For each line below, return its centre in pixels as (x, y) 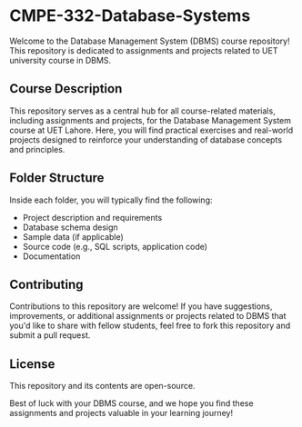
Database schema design (70, 227)
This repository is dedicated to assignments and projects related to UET (144, 50)
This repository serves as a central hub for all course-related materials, (142, 111)
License (32, 364)
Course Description (66, 89)
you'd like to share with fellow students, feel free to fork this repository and (150, 326)
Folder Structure (57, 178)
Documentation (51, 256)
